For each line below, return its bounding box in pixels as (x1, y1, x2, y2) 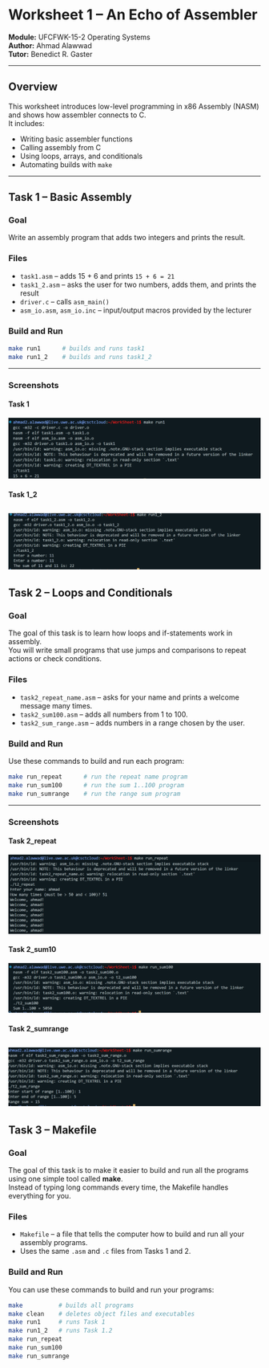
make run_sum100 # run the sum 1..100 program (8, 781, 184, 789)
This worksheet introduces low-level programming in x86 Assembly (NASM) (8, 101, 259, 111)
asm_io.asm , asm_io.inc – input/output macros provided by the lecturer (19, 305, 252, 315)
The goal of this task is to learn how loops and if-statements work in (8, 628, 233, 638)
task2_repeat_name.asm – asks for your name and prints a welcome (19, 692, 240, 702)
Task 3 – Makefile (8, 1123, 97, 1137)
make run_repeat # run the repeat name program (8, 773, 188, 781)
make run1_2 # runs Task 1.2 (8, 1327, 113, 1335)
